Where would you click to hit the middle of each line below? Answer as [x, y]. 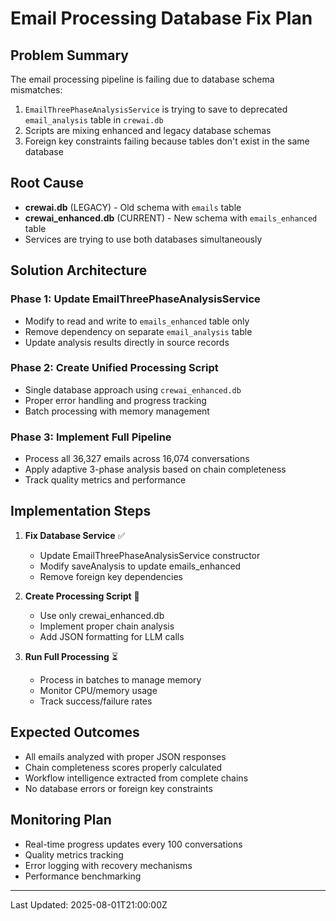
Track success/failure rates [96, 701]
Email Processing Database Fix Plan [161, 18]
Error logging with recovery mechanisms [108, 865]
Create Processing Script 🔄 [82, 596]
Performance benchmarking [83, 876]
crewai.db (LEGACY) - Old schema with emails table [133, 207]
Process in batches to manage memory [120, 679]
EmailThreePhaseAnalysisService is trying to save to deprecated [156, 109]
